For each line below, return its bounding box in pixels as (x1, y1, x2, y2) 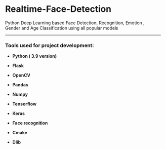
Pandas (12, 82, 29, 88)
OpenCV (12, 73, 31, 78)
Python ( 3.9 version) (12, 53, 57, 59)
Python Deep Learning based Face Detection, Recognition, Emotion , (5, 20, 145, 26)
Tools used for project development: (5, 42, 94, 49)
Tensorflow (12, 101, 37, 107)
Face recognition (12, 120, 48, 126)
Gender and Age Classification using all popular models (5, 25, 119, 31)
